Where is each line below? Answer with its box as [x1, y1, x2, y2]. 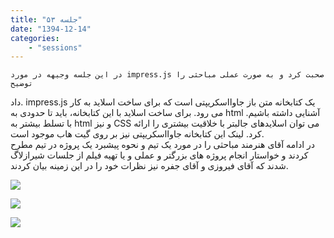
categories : [10, 33, 60, 43]
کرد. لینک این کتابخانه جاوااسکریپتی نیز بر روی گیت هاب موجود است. [10, 128, 265, 140]
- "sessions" [28, 42, 83, 53]
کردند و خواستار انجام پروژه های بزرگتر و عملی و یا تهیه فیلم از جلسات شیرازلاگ [10, 149, 309, 161]
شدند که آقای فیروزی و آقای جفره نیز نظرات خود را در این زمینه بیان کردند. [10, 160, 289, 172]
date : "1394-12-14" [10, 24, 92, 34]
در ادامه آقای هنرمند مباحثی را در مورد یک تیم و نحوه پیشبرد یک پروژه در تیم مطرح [10, 139, 316, 151]
